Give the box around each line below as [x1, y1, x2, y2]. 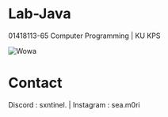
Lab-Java [8, 5, 71, 23]
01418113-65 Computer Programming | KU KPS [8, 31, 161, 40]
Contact [8, 74, 63, 92]
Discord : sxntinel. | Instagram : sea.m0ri [8, 100, 140, 109]
